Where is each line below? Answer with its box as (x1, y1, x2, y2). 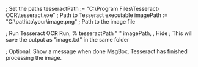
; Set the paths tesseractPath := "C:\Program (5, 5, 119, 12)
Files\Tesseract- (119, 5, 160, 12)
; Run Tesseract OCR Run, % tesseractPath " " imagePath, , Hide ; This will (5, 30, 193, 37)
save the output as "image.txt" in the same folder (5, 36, 130, 43)
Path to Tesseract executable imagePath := (59, 11, 168, 19)
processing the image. (5, 54, 62, 61)
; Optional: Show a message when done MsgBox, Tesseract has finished (5, 48, 188, 55)
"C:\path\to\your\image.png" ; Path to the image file (5, 18, 136, 25)
